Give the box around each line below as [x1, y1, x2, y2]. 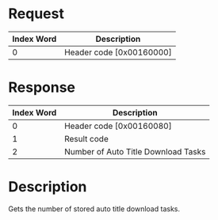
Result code [64, 133, 109, 144]
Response [8, 78, 76, 97]
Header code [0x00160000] [64, 47, 172, 58]
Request [8, 5, 65, 23]
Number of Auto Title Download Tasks [64, 146, 206, 157]
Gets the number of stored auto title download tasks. [8, 203, 181, 214]
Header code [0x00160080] [64, 120, 172, 131]
